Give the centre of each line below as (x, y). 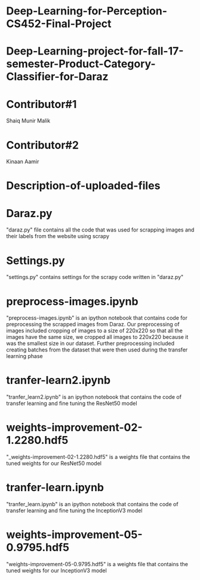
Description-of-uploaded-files (83, 186)
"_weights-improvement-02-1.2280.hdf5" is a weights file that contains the (98, 457)
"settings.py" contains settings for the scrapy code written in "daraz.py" (95, 277)
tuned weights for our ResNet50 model (54, 464)
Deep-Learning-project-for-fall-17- (95, 51)
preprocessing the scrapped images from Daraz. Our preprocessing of (93, 324)
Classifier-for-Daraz (57, 77)
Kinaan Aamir (23, 162)
